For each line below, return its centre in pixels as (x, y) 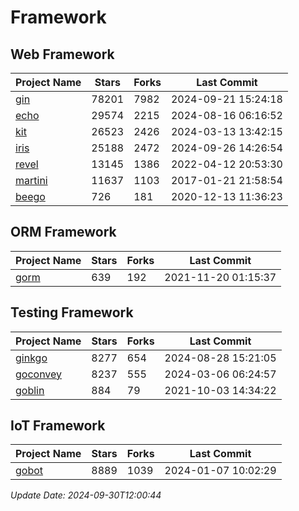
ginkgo (31, 358)
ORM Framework (63, 232)
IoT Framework (58, 426)
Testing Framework (72, 312)
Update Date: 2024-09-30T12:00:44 (86, 495)
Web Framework (62, 54)
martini (31, 180)
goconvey (39, 374)
